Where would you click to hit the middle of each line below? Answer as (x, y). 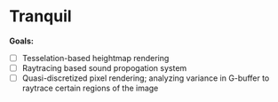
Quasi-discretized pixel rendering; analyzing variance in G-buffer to (146, 78)
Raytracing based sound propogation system (104, 68)
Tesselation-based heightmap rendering (95, 58)
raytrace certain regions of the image (90, 88)
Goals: (21, 41)
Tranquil (41, 16)
